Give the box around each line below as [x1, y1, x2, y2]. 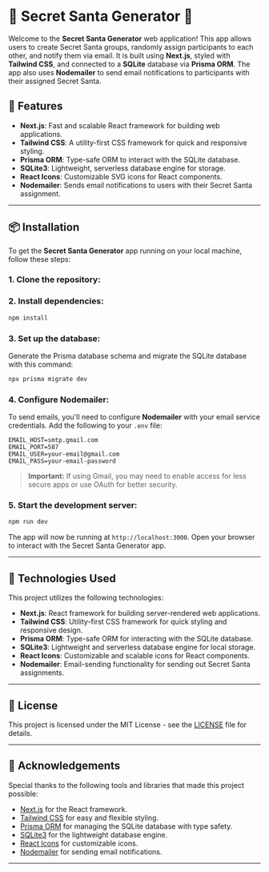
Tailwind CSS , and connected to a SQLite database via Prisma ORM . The [8, 59, 251, 69]
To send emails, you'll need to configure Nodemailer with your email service [8, 412, 260, 422]
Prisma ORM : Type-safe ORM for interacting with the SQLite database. [19, 634, 254, 644]
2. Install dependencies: [8, 295, 104, 307]
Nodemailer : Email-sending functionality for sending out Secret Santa [19, 660, 251, 669]
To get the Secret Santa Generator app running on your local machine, [8, 246, 243, 255]
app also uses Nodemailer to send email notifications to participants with [8, 67, 250, 77]
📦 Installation [8, 220, 80, 235]
